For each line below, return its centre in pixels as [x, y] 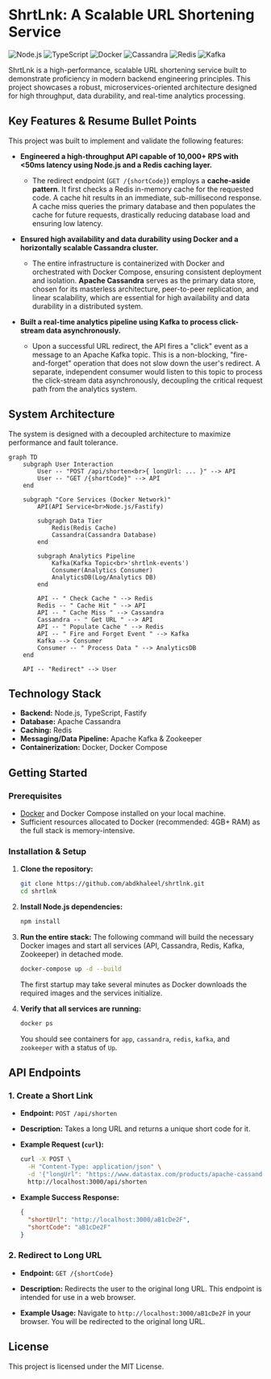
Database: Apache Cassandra [70, 722]
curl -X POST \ [46, 1159]
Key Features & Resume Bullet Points [103, 122]
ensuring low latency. [67, 223]
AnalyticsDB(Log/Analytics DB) [104, 577]
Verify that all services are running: [81, 1008]
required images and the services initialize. [91, 993]
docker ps [37, 1023]
